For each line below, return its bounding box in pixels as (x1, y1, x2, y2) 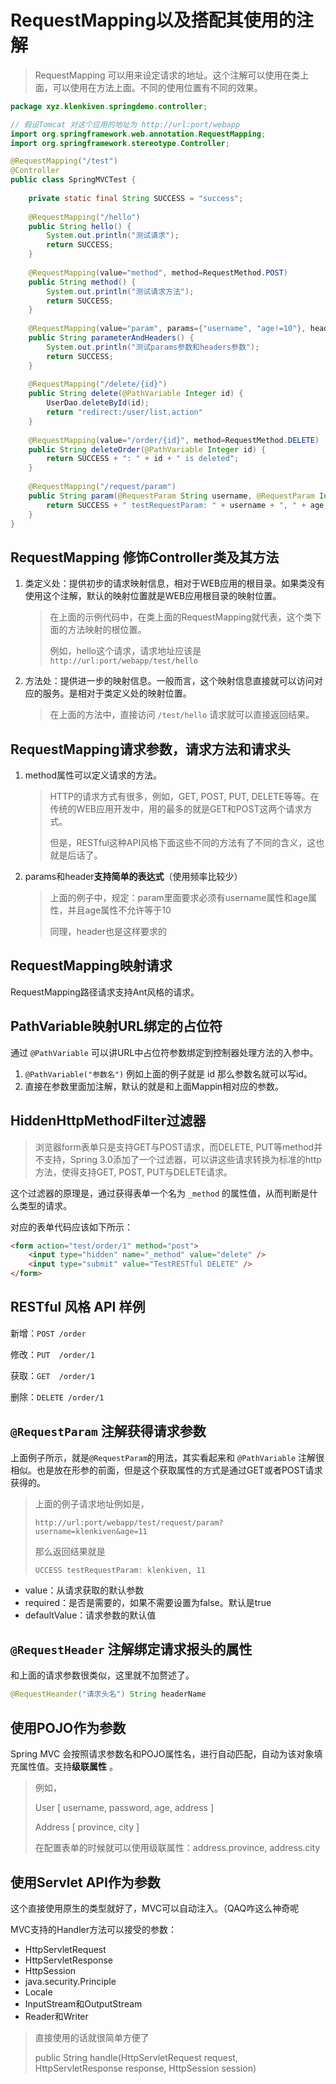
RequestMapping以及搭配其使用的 (10, 9, 297, 32)
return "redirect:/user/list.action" (46, 407, 203, 418)
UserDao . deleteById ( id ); (46, 398, 150, 408)
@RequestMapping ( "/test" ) (10, 156, 118, 166)
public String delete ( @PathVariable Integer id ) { (28, 389, 244, 399)
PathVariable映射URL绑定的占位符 (10, 1018, 223, 1035)
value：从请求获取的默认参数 (24, 1584, 145, 1596)
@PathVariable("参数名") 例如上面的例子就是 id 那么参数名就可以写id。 (24, 1067, 313, 1080)
